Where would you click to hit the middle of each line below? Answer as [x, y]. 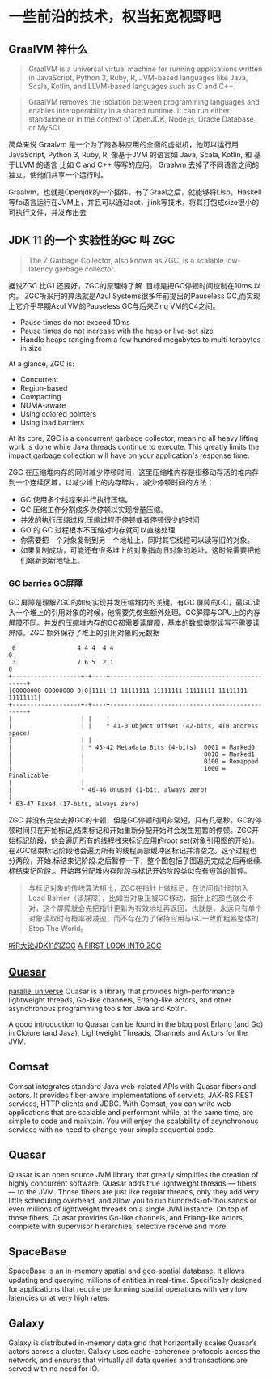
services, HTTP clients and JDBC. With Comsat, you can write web [120, 1104]
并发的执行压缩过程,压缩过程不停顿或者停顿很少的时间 [110, 519]
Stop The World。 [58, 929]
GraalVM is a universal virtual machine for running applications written [145, 69]
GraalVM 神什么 [49, 49]
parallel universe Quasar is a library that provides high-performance [121, 991]
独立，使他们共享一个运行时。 [58, 175]
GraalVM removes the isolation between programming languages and [144, 102]
